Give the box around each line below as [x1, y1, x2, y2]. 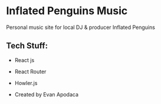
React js [14, 56, 35, 63]
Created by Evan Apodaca [14, 90, 78, 98]
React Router [14, 68, 47, 75]
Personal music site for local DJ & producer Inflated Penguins [6, 24, 155, 31]
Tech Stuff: [6, 41, 48, 51]
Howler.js [14, 79, 38, 86]
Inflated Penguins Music [6, 4, 128, 18]
